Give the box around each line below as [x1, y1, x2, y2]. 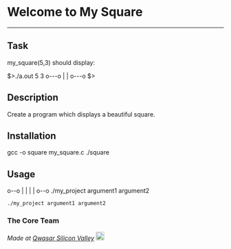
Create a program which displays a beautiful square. [7, 110, 156, 118]
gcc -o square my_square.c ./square [7, 148, 110, 157]
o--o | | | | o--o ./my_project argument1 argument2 [7, 187, 150, 195]
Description [7, 92, 58, 103]
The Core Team [7, 216, 60, 226]
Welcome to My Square [7, 4, 143, 20]
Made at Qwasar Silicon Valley [7, 234, 95, 242]
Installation [7, 130, 56, 141]
